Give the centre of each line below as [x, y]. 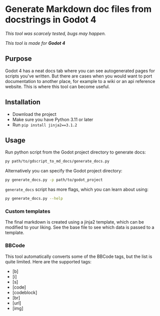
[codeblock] [25, 292]
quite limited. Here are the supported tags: [48, 261]
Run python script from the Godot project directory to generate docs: [76, 152]
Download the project [34, 114]
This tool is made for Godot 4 [35, 43]
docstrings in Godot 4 [51, 20]
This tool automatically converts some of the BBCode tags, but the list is [79, 256]
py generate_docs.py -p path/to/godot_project [54, 180]
